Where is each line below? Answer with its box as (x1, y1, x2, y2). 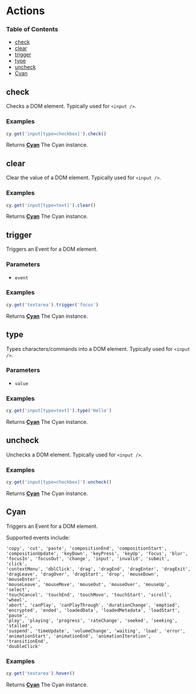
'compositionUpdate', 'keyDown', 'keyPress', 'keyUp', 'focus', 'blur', (6, 550, 188, 557)
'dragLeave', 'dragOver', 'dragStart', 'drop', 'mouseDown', (6, 571, 160, 577)
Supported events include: (6, 534, 71, 541)
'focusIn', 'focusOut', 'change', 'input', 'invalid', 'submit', (6, 555, 170, 561)
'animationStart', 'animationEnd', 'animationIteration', (6, 633, 151, 639)
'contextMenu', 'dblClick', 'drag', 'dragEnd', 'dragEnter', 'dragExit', (6, 566, 191, 572)
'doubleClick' (6, 643, 41, 649)
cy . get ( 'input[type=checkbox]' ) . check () (6, 131, 107, 137)
